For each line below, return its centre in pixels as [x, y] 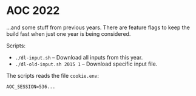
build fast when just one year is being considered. [69, 33]
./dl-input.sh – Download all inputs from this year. [79, 57]
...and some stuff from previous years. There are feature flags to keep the [98, 27]
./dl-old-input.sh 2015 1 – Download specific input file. [86, 64]
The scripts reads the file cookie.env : [52, 75]
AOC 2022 [33, 11]
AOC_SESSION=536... [31, 87]
